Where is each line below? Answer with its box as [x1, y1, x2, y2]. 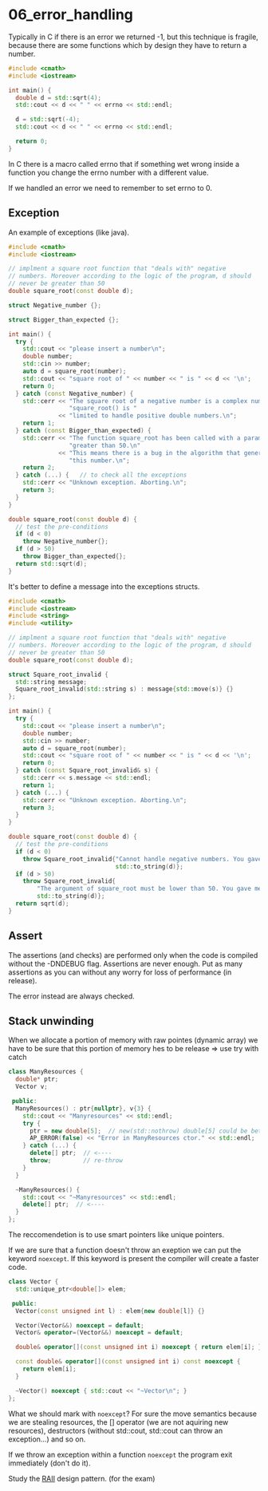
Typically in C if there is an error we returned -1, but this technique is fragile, [8, 32, 259, 42]
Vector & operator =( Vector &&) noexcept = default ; [15, 1329, 183, 1337]
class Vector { [8, 1278, 59, 1286]
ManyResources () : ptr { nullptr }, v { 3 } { [15, 1104, 152, 1113]
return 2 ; [22, 464, 56, 472]
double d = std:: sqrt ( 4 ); [15, 93, 102, 101]
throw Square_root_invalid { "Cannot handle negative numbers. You [22, 855, 245, 863]
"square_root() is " [69, 405, 137, 413]
